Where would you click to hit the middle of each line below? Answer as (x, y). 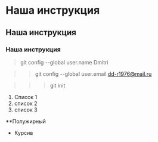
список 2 (26, 103)
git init (58, 85)
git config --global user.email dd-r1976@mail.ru (93, 74)
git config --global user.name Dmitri (64, 62)
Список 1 (26, 97)
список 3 (26, 109)
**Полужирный (26, 121)
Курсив (24, 132)
